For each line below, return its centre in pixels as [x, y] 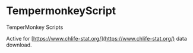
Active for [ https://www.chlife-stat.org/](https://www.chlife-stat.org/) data [96, 38]
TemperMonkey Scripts [35, 27]
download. [19, 45]
